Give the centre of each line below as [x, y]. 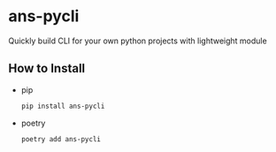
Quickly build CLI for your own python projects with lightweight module [138, 41]
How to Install [47, 68]
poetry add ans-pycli [61, 139]
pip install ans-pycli [63, 106]
